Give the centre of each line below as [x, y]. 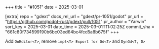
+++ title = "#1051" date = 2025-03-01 [44, 7]
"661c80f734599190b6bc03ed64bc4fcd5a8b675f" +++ [62, 32]
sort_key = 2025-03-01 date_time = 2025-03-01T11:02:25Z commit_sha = [80, 27]
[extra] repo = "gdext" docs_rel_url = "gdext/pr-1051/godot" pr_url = [74, 16]
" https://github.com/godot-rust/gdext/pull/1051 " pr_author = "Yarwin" [76, 22]
